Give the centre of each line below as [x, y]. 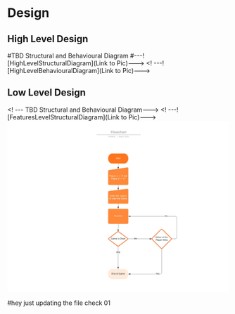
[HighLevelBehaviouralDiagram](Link [61, 71]
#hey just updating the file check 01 [59, 303]
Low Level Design [47, 93]
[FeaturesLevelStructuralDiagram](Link [63, 117]
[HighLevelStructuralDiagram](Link [58, 63]
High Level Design [48, 39]
